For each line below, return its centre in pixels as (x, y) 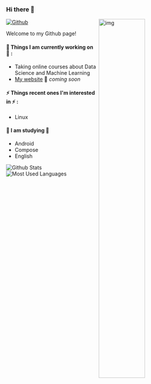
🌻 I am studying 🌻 (28, 130)
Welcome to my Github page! (41, 34)
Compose (26, 150)
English (24, 156)
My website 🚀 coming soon (48, 79)
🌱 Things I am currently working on (50, 47)
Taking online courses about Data (55, 67)
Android (24, 143)
